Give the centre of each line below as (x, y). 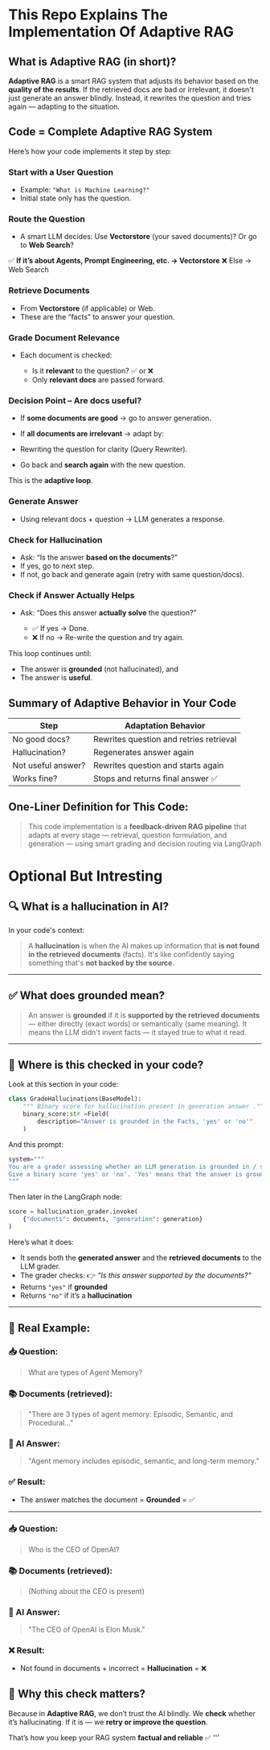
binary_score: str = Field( (66, 1114)
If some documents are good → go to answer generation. (115, 418)
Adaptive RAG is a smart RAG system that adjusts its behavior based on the (133, 81)
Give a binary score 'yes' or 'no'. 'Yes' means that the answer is (125, 1174)
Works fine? (35, 778)
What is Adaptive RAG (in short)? (92, 62)
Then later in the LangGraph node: (65, 1197)
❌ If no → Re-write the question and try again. (108, 638)
